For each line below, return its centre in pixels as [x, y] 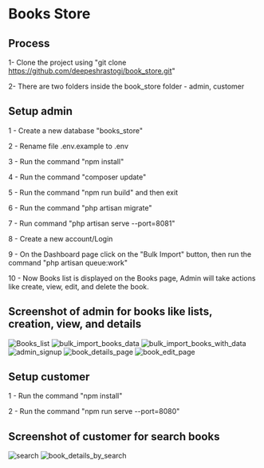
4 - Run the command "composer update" [77, 177]
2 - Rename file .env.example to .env [69, 146]
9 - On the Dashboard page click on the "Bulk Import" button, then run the [130, 254]
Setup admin [41, 111]
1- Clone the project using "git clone [67, 62]
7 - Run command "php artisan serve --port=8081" [92, 223]
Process [29, 43]
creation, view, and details [75, 324]
